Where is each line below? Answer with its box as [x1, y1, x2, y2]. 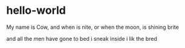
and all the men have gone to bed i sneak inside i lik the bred [6, 35, 157, 42]
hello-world [6, 4, 67, 17]
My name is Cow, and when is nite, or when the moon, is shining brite [6, 23, 180, 31]
